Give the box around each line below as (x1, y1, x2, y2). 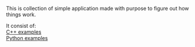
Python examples (6, 35, 48, 41)
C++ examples (6, 28, 42, 35)
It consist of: (6, 23, 36, 29)
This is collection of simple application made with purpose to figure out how (6, 5, 189, 12)
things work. (6, 11, 36, 18)
